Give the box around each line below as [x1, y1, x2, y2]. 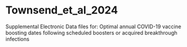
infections [5, 35, 30, 42]
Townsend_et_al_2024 [5, 4, 118, 17]
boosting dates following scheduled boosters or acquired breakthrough [5, 29, 178, 36]
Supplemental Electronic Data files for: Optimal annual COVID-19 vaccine [5, 23, 182, 30]
